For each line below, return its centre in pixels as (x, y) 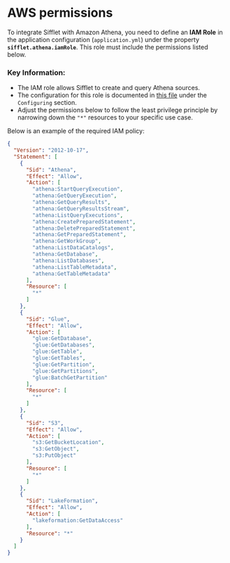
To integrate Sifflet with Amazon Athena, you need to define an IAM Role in (115, 32)
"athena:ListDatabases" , (69, 261)
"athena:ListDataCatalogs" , (73, 248)
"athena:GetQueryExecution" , (75, 196)
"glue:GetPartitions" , (65, 371)
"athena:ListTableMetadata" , (75, 267)
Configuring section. (47, 103)
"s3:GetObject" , (56, 449)
